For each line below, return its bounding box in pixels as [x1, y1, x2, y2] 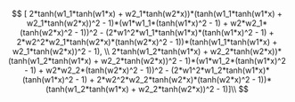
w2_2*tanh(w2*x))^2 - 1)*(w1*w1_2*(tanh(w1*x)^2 [101, 56, 287, 66]
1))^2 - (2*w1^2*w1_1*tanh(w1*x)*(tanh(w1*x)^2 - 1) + [80, 27, 275, 37]
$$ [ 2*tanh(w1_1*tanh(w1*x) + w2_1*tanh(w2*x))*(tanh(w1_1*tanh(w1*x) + [12, 9, 283, 19]
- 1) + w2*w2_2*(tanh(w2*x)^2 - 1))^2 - [23, 65, 169, 75]
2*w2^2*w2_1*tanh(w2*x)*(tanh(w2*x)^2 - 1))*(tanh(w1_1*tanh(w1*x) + [16, 36, 278, 47]
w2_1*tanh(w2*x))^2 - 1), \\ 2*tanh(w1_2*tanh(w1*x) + [12, 46, 209, 57]
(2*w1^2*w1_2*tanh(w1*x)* [170, 65, 271, 75]
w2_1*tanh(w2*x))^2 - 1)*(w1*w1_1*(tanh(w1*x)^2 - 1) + [26, 18, 229, 28]
